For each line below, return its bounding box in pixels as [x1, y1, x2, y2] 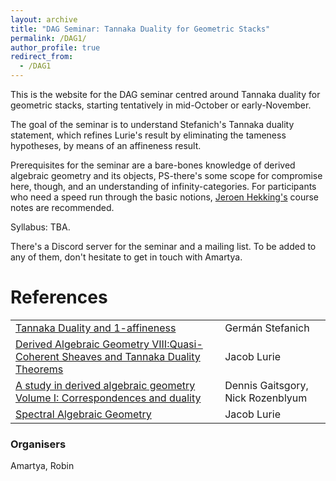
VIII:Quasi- [151, 337, 203, 351]
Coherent [15, 349, 60, 363]
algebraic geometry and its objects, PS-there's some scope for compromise [10, 170, 323, 181]
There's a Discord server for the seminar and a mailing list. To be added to [10, 241, 317, 252]
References [10, 286, 108, 309]
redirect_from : [10, 52, 74, 62]
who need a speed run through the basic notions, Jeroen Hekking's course [10, 191, 319, 203]
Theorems [15, 362, 64, 376]
